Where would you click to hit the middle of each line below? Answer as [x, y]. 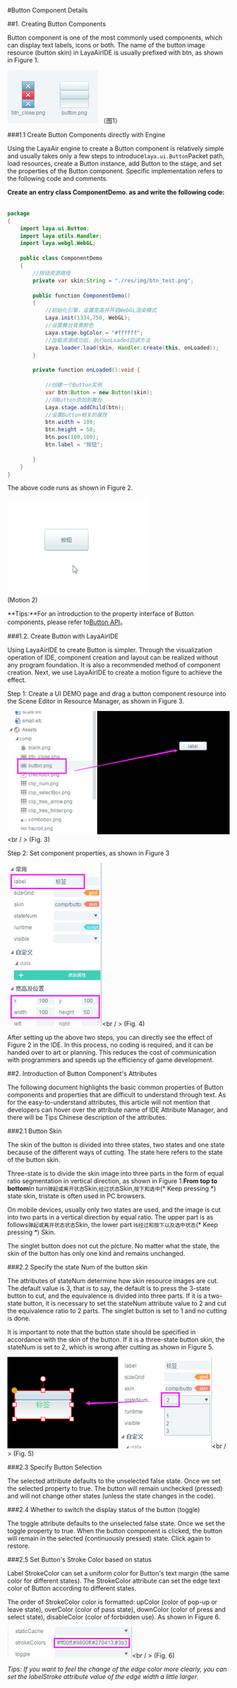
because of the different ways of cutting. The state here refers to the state [115, 1152]
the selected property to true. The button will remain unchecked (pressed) [115, 1488]
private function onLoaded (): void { [86, 370]
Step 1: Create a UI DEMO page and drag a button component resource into [117, 694]
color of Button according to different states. [72, 1588]
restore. [19, 1546]
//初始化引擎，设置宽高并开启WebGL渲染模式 [101, 310]
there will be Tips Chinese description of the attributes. [87, 1117]
